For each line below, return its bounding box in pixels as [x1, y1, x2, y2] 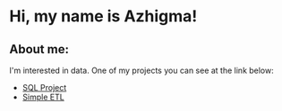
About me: [9, 42, 70, 57]
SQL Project [21, 83, 67, 92]
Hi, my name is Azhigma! [9, 6, 198, 27]
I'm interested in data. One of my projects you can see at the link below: [9, 65, 275, 75]
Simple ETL [21, 91, 64, 102]
